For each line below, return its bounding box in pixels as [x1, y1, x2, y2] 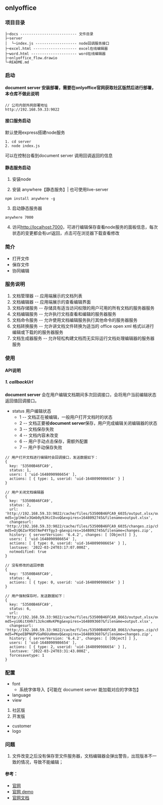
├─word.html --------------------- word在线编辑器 [5, 51, 106, 56]
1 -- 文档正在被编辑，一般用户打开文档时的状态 [19, 414, 113, 420]
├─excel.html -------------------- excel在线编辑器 [5, 46, 108, 51]
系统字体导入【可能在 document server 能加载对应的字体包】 [19, 686, 141, 692]
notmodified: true [9, 549, 47, 554]
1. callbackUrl [5, 379, 33, 385]
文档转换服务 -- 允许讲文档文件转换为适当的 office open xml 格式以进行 [12, 323, 154, 329]
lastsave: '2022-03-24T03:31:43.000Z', [9, 649, 90, 654]
